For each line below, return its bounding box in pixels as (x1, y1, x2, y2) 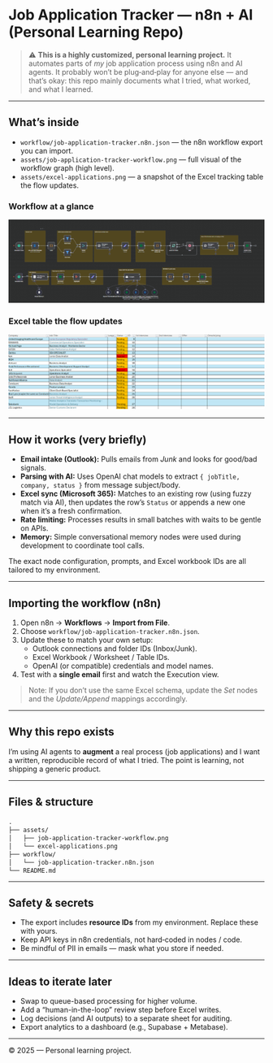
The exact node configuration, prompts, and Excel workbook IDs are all (8, 557, 246, 566)
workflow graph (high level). (19, 163, 115, 172)
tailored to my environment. (8, 565, 101, 575)
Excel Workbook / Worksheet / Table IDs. (32, 653, 170, 662)
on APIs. (19, 523, 49, 533)
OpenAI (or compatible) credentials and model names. (32, 661, 214, 671)
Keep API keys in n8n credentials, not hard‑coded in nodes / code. (19, 935, 242, 944)
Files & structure (8, 795, 93, 809)
